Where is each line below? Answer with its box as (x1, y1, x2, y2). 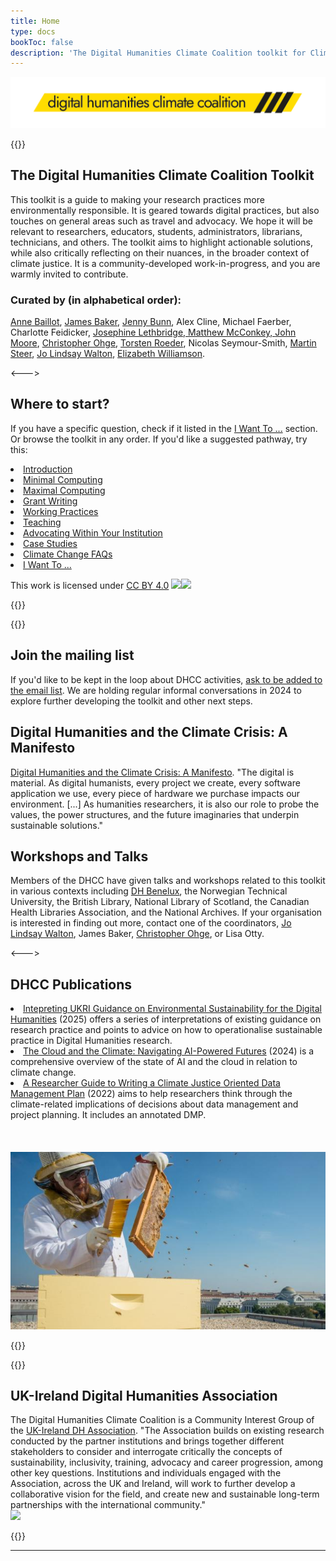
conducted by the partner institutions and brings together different (10, 1435, 285, 1447)
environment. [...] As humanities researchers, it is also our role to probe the (10, 798, 320, 810)
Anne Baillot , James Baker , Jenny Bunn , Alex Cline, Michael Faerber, (10, 316, 292, 328)
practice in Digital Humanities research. (10, 1035, 173, 1047)
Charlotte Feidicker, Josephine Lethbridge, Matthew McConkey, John (10, 326, 297, 339)
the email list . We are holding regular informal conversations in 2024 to (10, 684, 302, 696)
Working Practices (23, 505, 99, 517)
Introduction (23, 463, 73, 475)
